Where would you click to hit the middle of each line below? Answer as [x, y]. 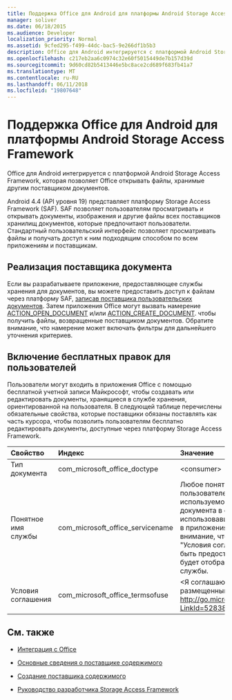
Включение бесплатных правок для [89, 357]
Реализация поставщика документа [90, 267]
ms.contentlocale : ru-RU [43, 78]
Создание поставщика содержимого [71, 676]
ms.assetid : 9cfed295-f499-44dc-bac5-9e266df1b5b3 [81, 46]
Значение [197, 453]
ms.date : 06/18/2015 [37, 26]
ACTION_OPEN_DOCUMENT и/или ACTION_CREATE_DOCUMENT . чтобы [112, 313]
